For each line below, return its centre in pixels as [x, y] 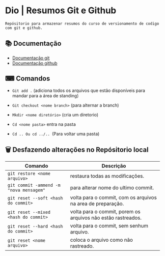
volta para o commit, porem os [106, 212]
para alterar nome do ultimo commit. [112, 188]
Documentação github [35, 63]
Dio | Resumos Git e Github [61, 11]
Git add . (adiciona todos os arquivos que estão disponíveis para [79, 90]
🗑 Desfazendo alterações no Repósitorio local [77, 150]
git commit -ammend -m [34, 185]
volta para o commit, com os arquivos [114, 198]
